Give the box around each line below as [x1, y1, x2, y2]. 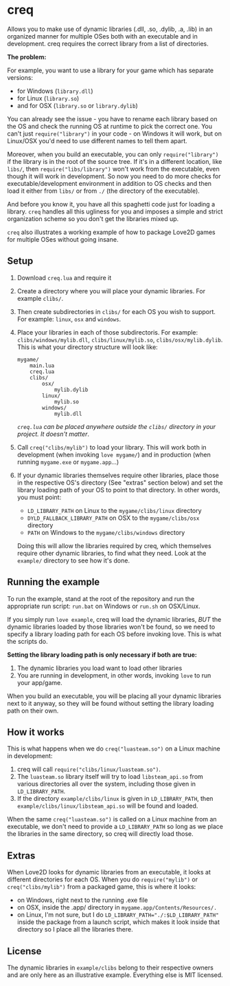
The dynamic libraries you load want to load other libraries [16, 664, 183, 672]
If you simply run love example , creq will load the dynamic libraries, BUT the [7, 615, 222, 623]
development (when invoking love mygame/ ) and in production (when [16, 450, 211, 459]
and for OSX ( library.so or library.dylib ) [16, 101, 139, 109]
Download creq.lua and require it [16, 273, 112, 282]
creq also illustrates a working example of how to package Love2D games [7, 228, 216, 236]
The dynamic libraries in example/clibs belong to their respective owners [7, 963, 214, 972]
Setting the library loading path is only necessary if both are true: [7, 650, 197, 659]
